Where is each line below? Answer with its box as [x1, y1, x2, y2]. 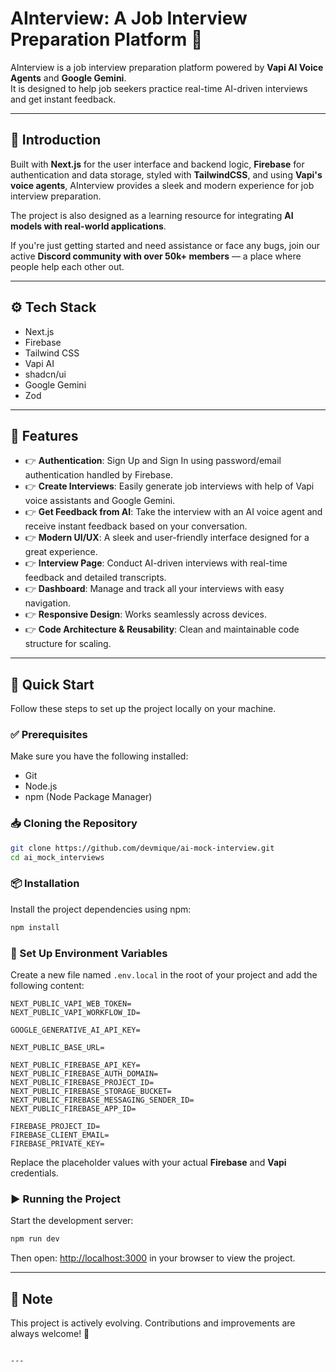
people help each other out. [10, 260, 125, 272]
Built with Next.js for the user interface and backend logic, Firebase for [10, 158, 305, 170]
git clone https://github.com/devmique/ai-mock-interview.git [10, 843, 275, 853]
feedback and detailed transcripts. [24, 572, 167, 584]
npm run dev [10, 1234, 60, 1244]
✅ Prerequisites [10, 728, 88, 742]
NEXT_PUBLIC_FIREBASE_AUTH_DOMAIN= [10, 1069, 159, 1079]
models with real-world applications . [10, 220, 167, 232]
